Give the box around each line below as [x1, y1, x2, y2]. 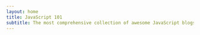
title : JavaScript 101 [6, 14, 62, 20]
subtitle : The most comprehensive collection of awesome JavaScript [6, 20, 180, 26]
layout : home [6, 8, 39, 15]
